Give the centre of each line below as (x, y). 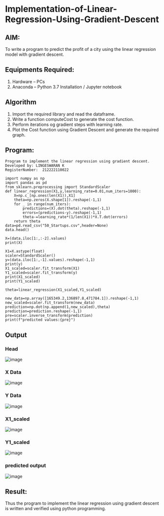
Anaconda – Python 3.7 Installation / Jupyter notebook (67, 87)
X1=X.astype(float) (25, 251)
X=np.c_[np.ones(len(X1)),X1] (45, 196)
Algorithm (21, 102)
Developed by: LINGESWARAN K (35, 166)
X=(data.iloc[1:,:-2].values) (36, 238)
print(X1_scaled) (23, 277)
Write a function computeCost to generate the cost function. (73, 119)
